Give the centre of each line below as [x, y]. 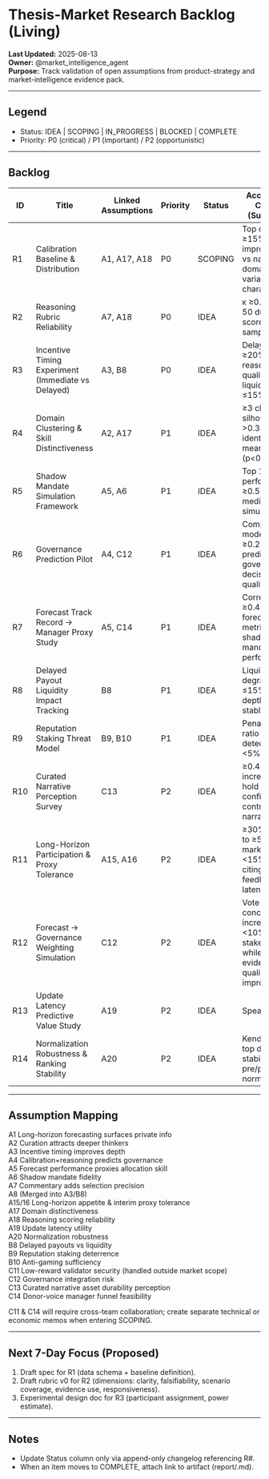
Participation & [63, 854]
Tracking [52, 710]
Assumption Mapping [63, 1115]
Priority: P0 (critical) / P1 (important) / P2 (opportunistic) [112, 140]
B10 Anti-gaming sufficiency [55, 1262]
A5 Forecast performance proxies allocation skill [88, 1169]
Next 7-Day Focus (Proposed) [84, 1353]
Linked [127, 200]
